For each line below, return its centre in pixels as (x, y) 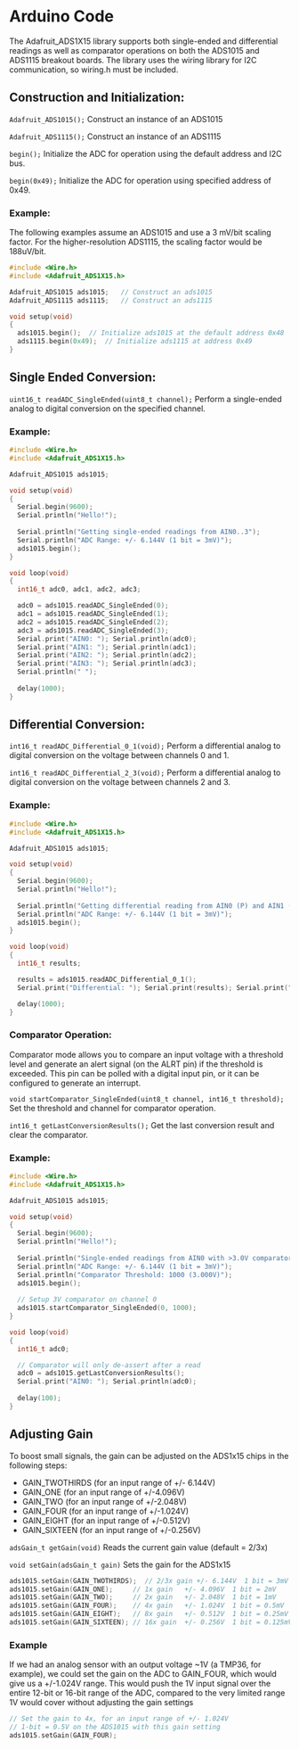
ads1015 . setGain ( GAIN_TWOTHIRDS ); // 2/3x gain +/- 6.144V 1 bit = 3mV (149, 1580)
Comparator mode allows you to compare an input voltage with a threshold (146, 1054)
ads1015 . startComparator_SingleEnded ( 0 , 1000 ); (107, 1308)
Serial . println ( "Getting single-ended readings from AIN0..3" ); (139, 532)
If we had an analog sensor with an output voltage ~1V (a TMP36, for (135, 1664)
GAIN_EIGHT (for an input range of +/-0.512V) (106, 1520)
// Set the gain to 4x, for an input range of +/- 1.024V (119, 1719)
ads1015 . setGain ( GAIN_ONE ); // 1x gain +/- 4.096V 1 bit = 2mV (143, 1589)
